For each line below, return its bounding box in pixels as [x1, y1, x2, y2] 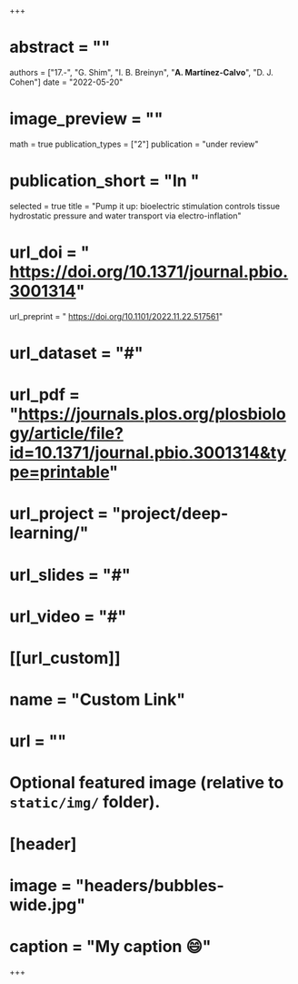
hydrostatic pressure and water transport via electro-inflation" [9, 210, 243, 221]
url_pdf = [9, 384, 80, 405]
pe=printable [9, 462, 110, 482]
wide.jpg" [9, 894, 86, 915]
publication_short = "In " [9, 170, 200, 191]
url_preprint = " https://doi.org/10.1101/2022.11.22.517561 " [9, 310, 223, 321]
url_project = [9, 503, 109, 524]
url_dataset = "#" [9, 342, 144, 363]
